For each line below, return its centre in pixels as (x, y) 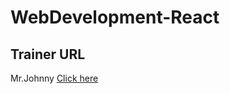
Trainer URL (48, 54)
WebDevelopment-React (115, 17)
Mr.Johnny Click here (54, 78)
